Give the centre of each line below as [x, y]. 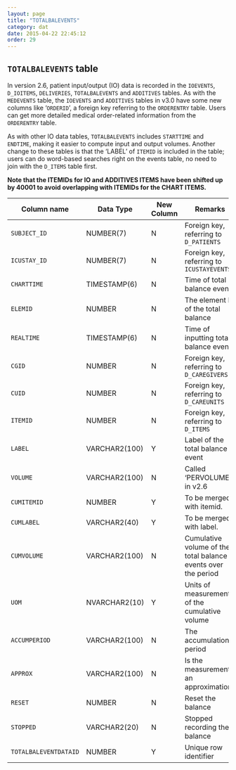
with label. [202, 527]
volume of [201, 547]
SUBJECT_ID [29, 233]
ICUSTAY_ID [29, 260]
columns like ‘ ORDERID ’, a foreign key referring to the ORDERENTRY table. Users [117, 108]
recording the [207, 727]
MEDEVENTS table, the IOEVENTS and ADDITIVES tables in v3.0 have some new [114, 100]
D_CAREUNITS [204, 402]
